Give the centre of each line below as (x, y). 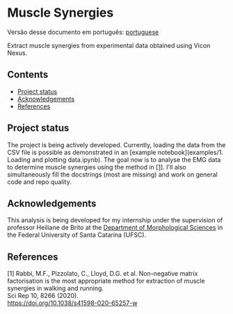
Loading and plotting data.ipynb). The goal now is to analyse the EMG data (114, 159)
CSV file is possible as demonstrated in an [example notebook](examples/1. (115, 152)
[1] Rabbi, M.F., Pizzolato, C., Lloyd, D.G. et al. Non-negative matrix (103, 274)
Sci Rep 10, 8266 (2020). (43, 296)
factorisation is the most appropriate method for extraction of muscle (106, 281)
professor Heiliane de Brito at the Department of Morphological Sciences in (115, 228)
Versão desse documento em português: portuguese (83, 32)
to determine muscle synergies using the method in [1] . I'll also (97, 167)
